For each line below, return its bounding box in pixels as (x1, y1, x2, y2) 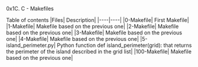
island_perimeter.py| (6, 42, 56, 49)
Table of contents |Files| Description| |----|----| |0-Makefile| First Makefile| (6, 17, 189, 23)
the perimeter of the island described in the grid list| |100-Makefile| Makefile (6, 48, 192, 55)
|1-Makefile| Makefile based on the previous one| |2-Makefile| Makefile (6, 23, 179, 30)
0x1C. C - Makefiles (6, 5, 54, 12)
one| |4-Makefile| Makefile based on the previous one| (6, 36, 139, 42)
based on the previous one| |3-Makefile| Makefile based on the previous (6, 29, 182, 36)
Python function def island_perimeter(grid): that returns (57, 42, 192, 49)
